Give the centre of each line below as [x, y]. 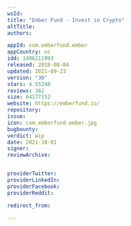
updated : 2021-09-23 [37, 71]
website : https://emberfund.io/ [53, 104]
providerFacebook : [33, 186]
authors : [20, 33]
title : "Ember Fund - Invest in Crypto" [66, 20]
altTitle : [21, 26]
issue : [17, 116]
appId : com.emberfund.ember [48, 46]
